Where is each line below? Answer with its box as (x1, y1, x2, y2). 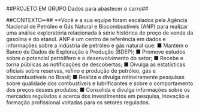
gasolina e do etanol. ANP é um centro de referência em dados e (6, 36, 166, 42)
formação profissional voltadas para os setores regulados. (6, 99, 150, 106)
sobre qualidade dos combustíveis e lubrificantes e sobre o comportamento (6, 80, 194, 87)
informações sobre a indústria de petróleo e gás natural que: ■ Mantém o (6, 42, 189, 49)
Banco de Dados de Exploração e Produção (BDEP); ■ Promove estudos (6, 48, 186, 55)
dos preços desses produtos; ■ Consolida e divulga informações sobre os (6, 86, 191, 93)
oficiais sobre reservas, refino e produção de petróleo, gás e (6, 67, 156, 74)
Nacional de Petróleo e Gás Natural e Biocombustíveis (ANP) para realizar (6, 23, 188, 30)
